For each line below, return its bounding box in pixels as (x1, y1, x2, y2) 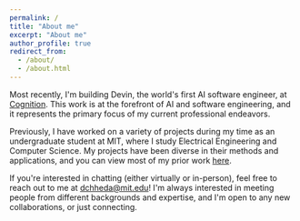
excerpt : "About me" (9, 30, 88, 39)
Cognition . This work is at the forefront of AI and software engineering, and (9, 98, 291, 109)
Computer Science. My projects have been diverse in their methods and (9, 145, 279, 156)
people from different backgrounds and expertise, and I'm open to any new (9, 192, 291, 203)
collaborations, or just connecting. (9, 201, 138, 212)
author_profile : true (9, 38, 92, 48)
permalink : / (9, 13, 59, 23)
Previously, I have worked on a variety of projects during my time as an (9, 126, 275, 136)
